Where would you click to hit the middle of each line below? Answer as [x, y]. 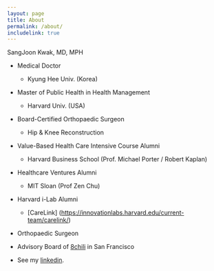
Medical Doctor [39, 66]
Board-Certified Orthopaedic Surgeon [71, 119]
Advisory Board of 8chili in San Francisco [76, 247]
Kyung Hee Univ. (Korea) [63, 79]
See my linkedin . [40, 260]
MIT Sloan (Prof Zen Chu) [64, 186]
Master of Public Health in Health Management [83, 92]
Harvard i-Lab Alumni [47, 199]
